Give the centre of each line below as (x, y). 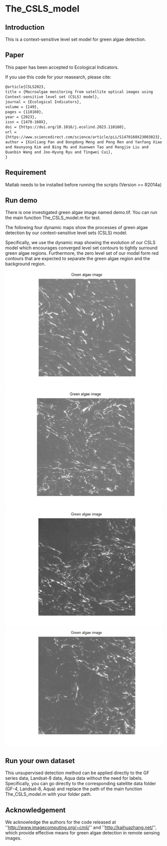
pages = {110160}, (24, 112)
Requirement (26, 173)
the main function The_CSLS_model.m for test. (53, 218)
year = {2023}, (21, 117)
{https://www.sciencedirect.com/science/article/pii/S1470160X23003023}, (84, 137)
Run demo (21, 201)
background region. (25, 264)
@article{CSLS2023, (25, 87)
